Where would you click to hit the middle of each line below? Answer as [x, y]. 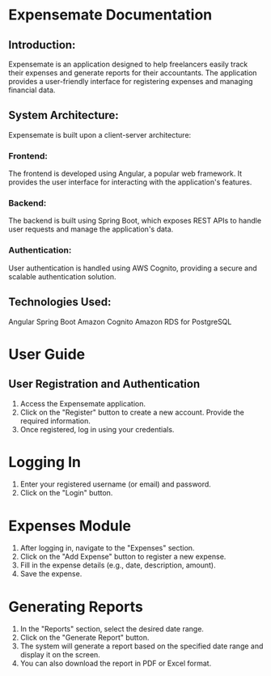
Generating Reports [76, 607]
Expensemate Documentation [110, 15]
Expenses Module [70, 526]
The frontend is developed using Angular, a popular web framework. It [125, 174]
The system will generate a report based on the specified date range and [142, 646]
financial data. [32, 90]
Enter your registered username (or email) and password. [116, 484]
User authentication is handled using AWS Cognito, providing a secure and [133, 268]
